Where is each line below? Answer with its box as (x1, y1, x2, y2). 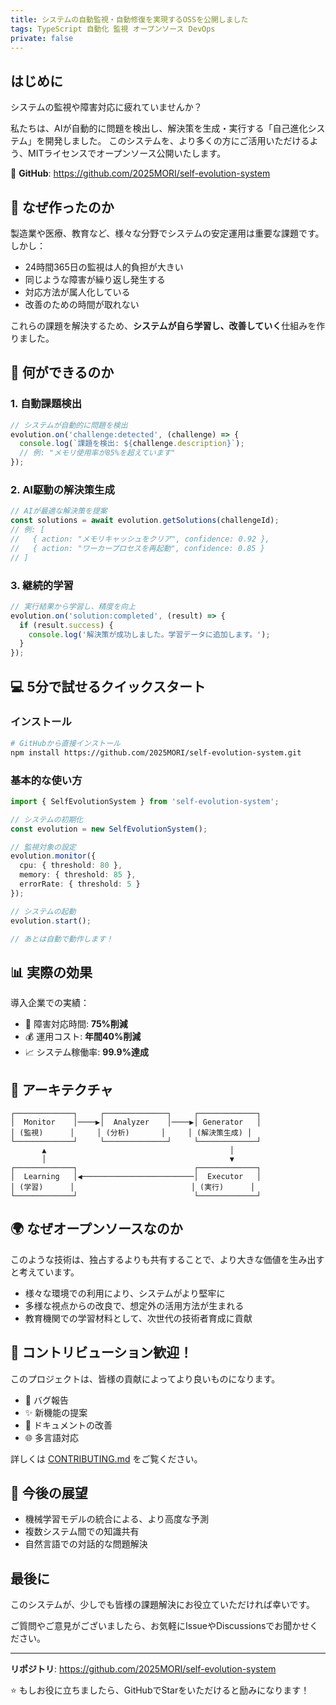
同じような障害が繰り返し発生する (24, 274, 166, 285)
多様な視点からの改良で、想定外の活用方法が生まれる (24, 1299, 245, 1311)
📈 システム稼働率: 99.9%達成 (24, 1046, 149, 1058)
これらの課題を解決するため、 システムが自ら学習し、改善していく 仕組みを (10, 320, 317, 331)
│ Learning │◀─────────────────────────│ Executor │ (10, 1172, 262, 1182)
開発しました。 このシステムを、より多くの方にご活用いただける (44, 135, 310, 147)
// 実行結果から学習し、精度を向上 (10, 601, 136, 611)
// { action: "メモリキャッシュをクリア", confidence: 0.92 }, (10, 534, 270, 544)
